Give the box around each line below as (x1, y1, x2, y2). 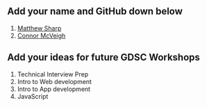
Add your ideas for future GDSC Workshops (7, 51, 200, 63)
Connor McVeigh (17, 31, 66, 40)
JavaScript (17, 92, 49, 100)
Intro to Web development (17, 77, 92, 85)
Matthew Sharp (17, 24, 62, 32)
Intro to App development (17, 85, 91, 93)
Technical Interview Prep (17, 69, 89, 79)
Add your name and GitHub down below (7, 6, 183, 17)
